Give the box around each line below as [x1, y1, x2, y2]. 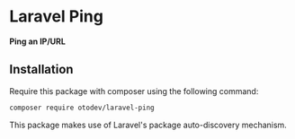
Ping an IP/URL [9, 36, 66, 47]
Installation [9, 62, 74, 77]
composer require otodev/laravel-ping [9, 103, 155, 112]
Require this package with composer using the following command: [9, 85, 259, 96]
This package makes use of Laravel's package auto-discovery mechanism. [9, 119, 288, 130]
